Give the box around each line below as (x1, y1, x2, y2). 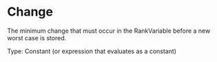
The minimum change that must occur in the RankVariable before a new (7, 27, 211, 35)
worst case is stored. (7, 33, 67, 42)
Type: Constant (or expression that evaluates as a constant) (7, 47, 177, 55)
